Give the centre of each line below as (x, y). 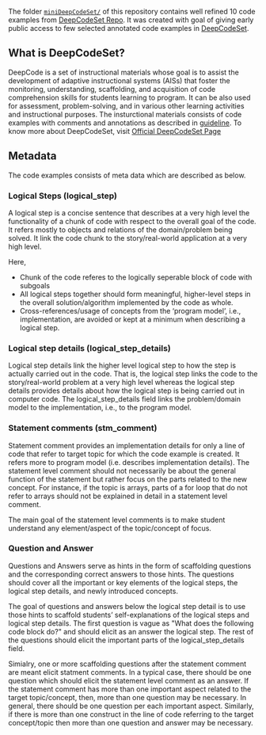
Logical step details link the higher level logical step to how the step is (122, 366)
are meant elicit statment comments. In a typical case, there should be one (130, 672)
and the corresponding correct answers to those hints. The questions (122, 574)
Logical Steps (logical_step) (63, 196)
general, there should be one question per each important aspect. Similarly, (131, 706)
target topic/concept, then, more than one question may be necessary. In (127, 697)
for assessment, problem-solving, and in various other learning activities (126, 105)
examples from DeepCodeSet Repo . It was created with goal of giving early (131, 20)
